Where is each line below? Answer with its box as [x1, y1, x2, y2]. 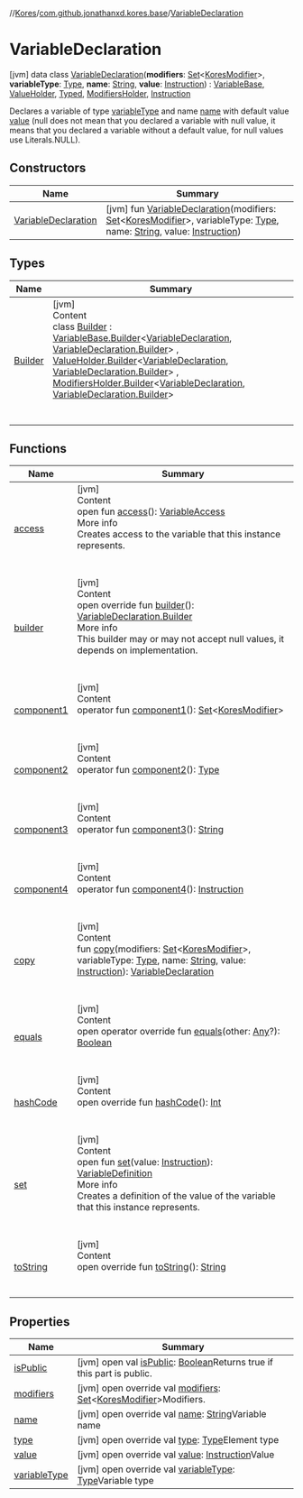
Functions [9, 441, 68, 456]
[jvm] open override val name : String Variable [77, 1408, 267, 1420]
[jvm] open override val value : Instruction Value [77, 1448, 275, 1461]
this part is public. [77, 1367, 153, 1380]
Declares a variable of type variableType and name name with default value [9, 106, 289, 116]
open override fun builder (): [76, 599, 195, 611]
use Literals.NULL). [9, 134, 81, 145]
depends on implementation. [76, 644, 198, 657]
